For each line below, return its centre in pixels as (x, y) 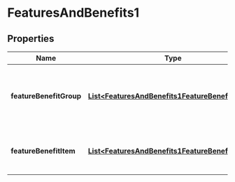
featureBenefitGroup (46, 96)
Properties (31, 39)
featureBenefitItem (43, 151)
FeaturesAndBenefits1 (73, 13)
